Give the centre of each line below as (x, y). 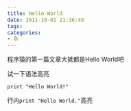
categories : (24, 33)
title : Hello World (35, 13)
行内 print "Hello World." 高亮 (50, 101)
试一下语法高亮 (28, 74)
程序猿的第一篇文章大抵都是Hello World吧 (66, 60)
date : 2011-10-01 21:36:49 (46, 20)
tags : (15, 26)
